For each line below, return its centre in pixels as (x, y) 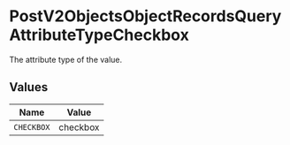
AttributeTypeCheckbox (99, 35)
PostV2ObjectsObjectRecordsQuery (145, 16)
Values (29, 87)
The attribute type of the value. (66, 59)
